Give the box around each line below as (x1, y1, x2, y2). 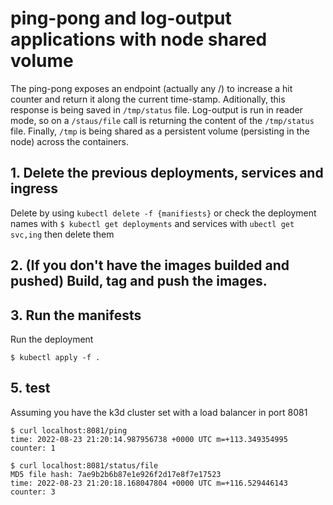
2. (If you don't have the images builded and (10, 257, 290, 274)
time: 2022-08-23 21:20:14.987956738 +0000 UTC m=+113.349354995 (10, 434, 288, 444)
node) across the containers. (10, 135, 129, 147)
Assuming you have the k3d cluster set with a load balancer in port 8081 (10, 406, 308, 418)
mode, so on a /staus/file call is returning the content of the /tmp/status (10, 114, 315, 126)
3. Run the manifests (10, 307, 142, 324)
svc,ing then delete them (10, 228, 115, 240)
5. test (10, 380, 51, 397)
